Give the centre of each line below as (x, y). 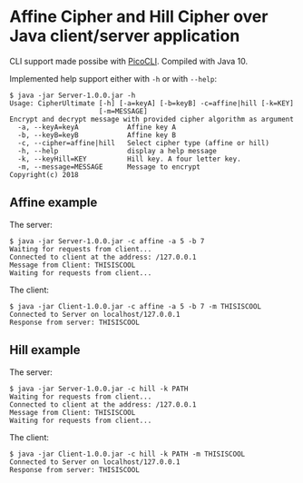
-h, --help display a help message (117, 151)
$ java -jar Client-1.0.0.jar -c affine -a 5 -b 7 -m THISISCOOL (135, 306)
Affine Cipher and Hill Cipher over (139, 17)
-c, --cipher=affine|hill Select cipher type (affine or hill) (144, 143)
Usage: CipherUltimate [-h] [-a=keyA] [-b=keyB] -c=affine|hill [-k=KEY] (152, 103)
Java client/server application (125, 36)
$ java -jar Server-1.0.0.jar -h (73, 95)
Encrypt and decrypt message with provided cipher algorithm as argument (152, 119)
